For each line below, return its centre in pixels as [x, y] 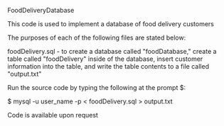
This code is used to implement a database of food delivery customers [111, 24]
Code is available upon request [53, 115]
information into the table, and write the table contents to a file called [108, 66]
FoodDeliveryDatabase [41, 10]
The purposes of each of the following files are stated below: [97, 38]
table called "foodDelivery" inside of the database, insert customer [105, 59]
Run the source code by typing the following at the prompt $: [97, 87]
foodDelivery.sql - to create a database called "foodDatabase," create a [112, 51]
